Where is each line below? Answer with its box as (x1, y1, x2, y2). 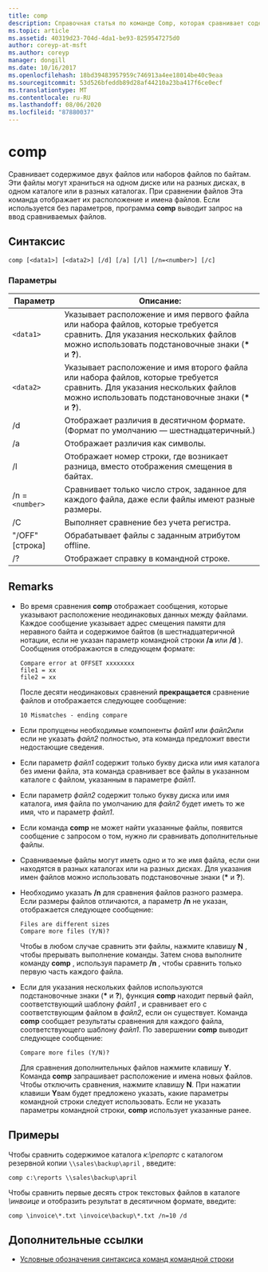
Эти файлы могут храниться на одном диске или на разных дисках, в (8, 178, 246, 187)
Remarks (8, 580, 54, 594)
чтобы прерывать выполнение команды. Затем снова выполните (19, 950, 242, 959)
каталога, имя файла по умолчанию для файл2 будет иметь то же (19, 798, 245, 808)
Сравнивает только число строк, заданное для (64, 484, 247, 495)
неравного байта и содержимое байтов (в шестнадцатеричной (19, 626, 235, 636)
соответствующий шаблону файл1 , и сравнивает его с (19, 999, 207, 1009)
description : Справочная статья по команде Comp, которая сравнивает (8, 19, 245, 27)
